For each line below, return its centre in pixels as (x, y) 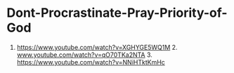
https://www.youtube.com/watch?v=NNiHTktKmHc (91, 62)
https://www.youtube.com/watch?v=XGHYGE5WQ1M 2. (97, 47)
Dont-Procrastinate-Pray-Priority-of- (117, 13)
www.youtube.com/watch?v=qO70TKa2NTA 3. (84, 55)
